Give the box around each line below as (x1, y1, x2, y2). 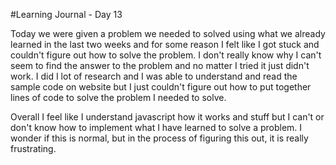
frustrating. (10, 143, 57, 154)
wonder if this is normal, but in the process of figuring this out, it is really (10, 132, 309, 144)
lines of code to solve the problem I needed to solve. (10, 92, 227, 103)
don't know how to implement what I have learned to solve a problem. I (10, 122, 303, 133)
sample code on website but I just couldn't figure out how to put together (10, 81, 312, 93)
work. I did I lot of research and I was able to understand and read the (10, 70, 298, 82)
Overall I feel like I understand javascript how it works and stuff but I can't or (10, 111, 325, 123)
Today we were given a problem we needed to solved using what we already (10, 28, 326, 39)
